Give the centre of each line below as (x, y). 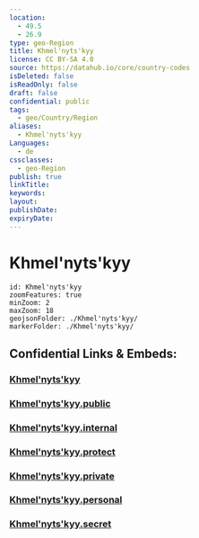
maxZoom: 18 (31, 310)
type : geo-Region (42, 43)
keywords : (28, 193)
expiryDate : (31, 218)
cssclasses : (31, 160)
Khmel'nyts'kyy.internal (64, 427)
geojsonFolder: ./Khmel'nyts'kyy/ (74, 318)
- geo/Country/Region (58, 118)
